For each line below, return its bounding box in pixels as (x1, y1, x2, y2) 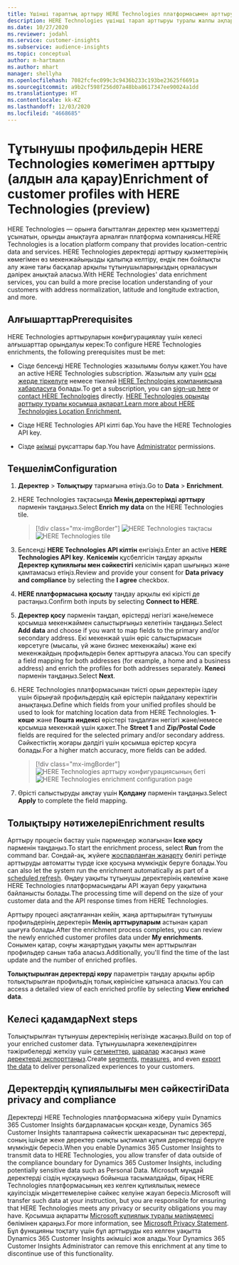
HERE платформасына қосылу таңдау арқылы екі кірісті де (17, 589, 201, 599)
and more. (7, 293, 38, 301)
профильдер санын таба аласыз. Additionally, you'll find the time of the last (7, 949, 230, 957)
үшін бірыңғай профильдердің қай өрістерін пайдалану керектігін (17, 693, 218, 702)
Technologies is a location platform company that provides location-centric (7, 239, 228, 248)
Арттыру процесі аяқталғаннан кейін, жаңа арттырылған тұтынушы (7, 910, 213, 919)
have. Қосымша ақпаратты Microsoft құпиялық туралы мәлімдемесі (7, 1211, 214, 1219)
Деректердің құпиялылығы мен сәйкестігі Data (7, 1083, 230, 1095)
